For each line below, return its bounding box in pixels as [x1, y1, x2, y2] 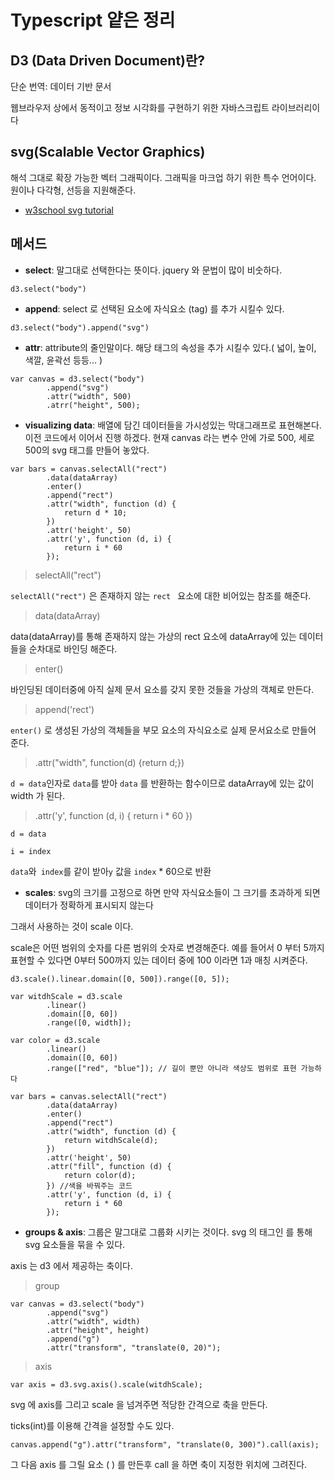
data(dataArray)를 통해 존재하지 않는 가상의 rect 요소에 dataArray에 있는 [10, 630, 297, 642]
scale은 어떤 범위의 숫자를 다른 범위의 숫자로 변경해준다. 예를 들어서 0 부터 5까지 [10, 941, 325, 953]
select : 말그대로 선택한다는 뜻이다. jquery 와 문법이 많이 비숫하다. [24, 264, 283, 276]
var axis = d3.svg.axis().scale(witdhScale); [10, 1379, 203, 1390]
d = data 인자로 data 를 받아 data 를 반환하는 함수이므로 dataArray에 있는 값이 [10, 777, 315, 789]
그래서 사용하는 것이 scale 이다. [10, 920, 134, 932]
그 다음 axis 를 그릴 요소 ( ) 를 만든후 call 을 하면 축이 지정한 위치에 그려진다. [10, 1458, 308, 1470]
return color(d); [63, 1170, 137, 1180]
